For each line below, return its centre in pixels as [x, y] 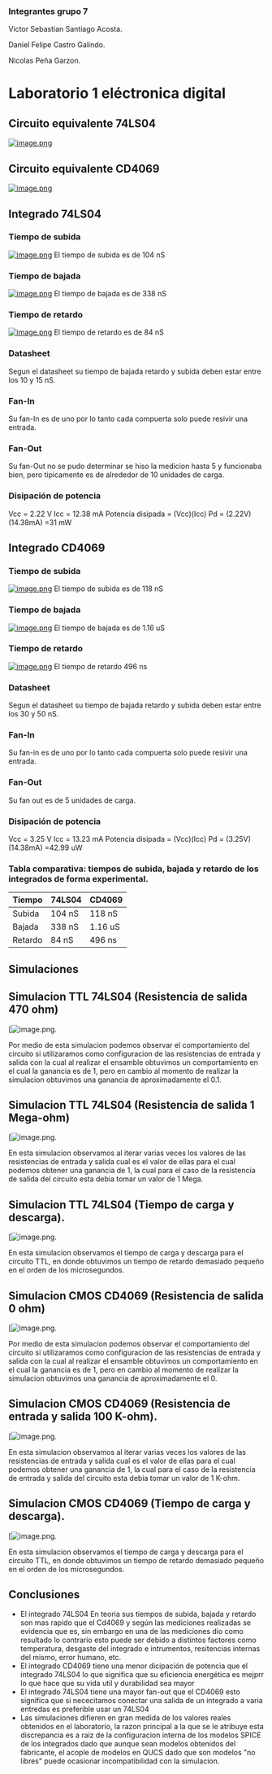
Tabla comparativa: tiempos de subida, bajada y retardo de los [134, 869]
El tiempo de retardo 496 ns [101, 666]
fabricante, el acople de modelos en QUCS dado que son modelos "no [138, 1753]
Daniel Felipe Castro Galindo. [57, 45]
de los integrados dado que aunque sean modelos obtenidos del [128, 1744]
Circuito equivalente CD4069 [84, 169]
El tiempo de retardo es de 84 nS [109, 332]
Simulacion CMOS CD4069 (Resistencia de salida [136, 1296]
